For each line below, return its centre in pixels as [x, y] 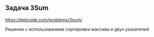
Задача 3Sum [27, 8]
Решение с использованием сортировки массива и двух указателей [77, 29]
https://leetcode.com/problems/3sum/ [44, 19]
